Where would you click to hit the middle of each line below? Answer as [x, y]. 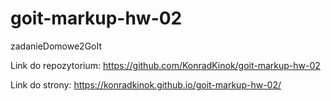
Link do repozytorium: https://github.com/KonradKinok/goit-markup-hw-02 [165, 65]
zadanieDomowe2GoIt [56, 46]
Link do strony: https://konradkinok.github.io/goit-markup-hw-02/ [146, 84]
